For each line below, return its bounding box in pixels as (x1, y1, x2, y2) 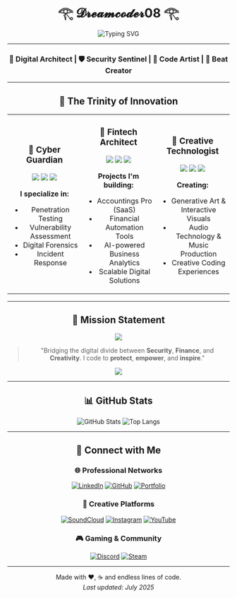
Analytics (109, 257, 140, 267)
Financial (109, 213, 140, 223)
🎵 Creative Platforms (82, 499, 155, 509)
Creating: (176, 180, 209, 189)
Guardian (25, 155, 63, 166)
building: (103, 180, 134, 189)
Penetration (31, 204, 70, 214)
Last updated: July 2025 (83, 582, 154, 591)
